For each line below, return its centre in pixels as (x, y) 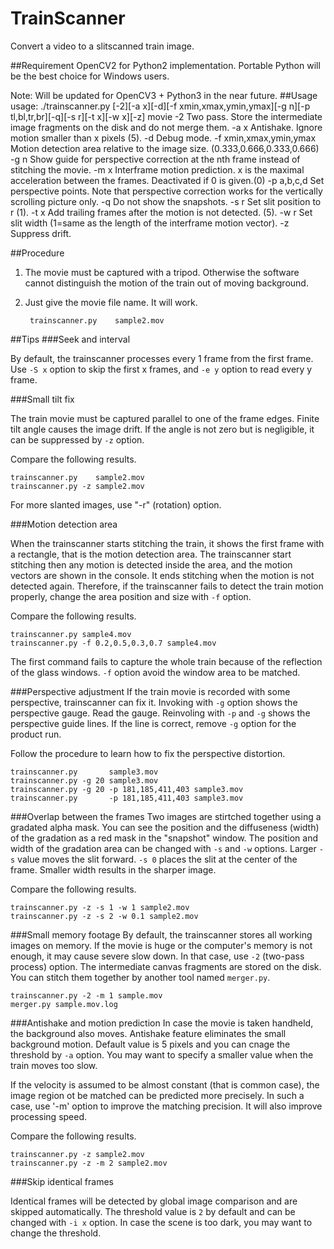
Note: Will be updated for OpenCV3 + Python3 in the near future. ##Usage (164, 95)
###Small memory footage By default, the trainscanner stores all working (161, 934)
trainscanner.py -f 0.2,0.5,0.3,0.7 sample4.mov (113, 643)
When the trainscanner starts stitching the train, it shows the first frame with (167, 543)
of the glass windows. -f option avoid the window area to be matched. (155, 672)
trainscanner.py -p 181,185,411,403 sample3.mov (127, 798)
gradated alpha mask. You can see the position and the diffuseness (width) (165, 827)
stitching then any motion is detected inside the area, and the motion (151, 564)
